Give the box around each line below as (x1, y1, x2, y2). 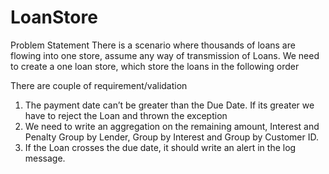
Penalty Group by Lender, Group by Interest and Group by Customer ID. (24, 131, 320, 143)
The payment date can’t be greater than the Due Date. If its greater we (24, 99, 315, 111)
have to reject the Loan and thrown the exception (24, 109, 228, 121)
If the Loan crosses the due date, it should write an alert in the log (24, 141, 297, 153)
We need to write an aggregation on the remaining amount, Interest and (24, 120, 320, 132)
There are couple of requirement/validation (10, 79, 188, 91)
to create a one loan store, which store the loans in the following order (10, 60, 300, 72)
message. (24, 152, 66, 164)
